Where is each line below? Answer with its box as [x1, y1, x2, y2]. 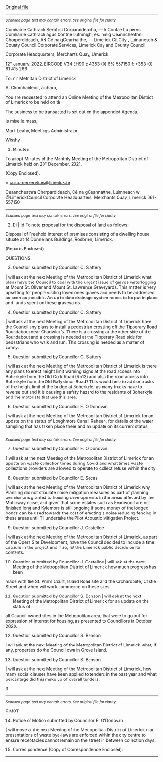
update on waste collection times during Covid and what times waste [5, 461, 143, 466]
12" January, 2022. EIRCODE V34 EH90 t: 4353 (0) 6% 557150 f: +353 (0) [5, 61, 153, 66]
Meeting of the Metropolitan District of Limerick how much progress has [12, 564, 157, 570]
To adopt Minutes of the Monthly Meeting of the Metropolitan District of [5, 156, 148, 162]
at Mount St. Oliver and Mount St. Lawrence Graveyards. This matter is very [5, 284, 156, 290]
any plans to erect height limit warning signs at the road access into [5, 368, 140, 374]
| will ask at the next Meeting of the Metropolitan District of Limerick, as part [5, 534, 157, 540]
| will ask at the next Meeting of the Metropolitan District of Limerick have [5, 319, 152, 324]
